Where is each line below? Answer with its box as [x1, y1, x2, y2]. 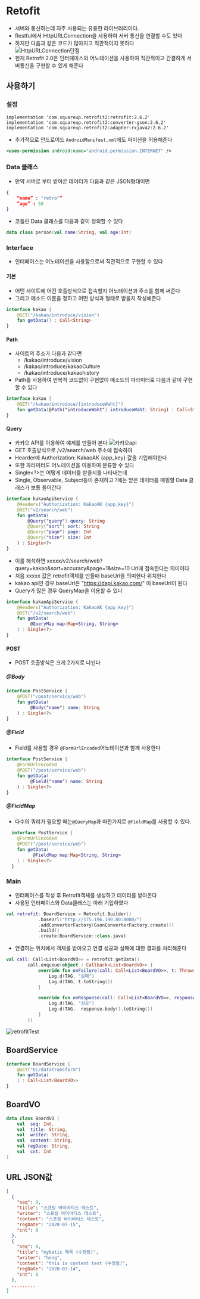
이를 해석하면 [14, 557, 46, 564]
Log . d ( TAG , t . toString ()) [48, 978, 113, 984]
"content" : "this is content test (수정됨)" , [17, 1260, 128, 1267]
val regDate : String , [17, 1143, 70, 1149]
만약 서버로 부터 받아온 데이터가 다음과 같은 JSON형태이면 [14, 178, 150, 185]
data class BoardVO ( [6, 1115, 60, 1121]
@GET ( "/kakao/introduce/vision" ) [17, 312, 100, 318]
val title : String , [17, 1126, 68, 1133]
